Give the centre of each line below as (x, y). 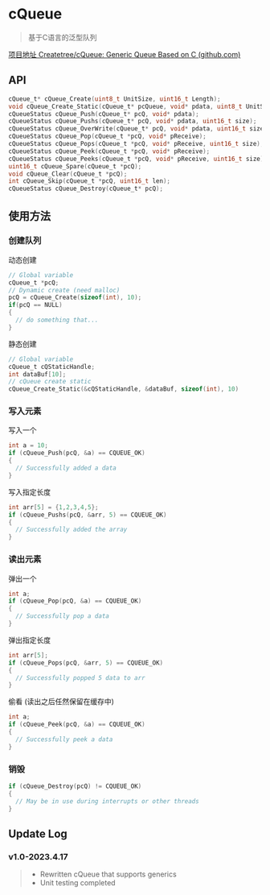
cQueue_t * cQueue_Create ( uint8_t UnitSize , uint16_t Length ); (115, 99)
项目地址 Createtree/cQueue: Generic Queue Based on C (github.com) (125, 54)
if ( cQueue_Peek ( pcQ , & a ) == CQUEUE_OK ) (77, 725)
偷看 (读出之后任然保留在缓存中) (61, 702)
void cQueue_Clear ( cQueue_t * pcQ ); (68, 174)
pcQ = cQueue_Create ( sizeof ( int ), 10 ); (75, 298)
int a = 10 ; (28, 445)
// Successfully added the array (72, 530)
